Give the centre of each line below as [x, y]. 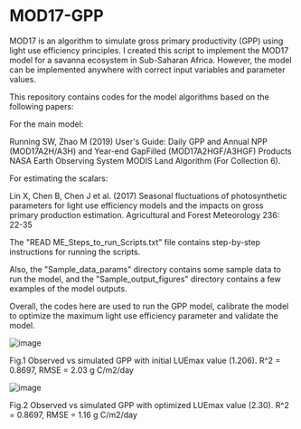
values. [23, 79]
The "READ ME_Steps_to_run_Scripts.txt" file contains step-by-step [135, 242]
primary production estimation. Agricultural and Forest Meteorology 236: [145, 214]
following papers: [42, 106]
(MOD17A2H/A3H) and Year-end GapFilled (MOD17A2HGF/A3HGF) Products [150, 151]
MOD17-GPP [56, 16]
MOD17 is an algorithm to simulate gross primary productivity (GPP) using [146, 41]
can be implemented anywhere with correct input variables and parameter [147, 70]
